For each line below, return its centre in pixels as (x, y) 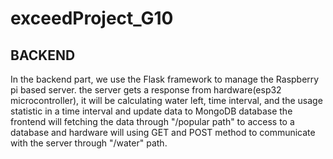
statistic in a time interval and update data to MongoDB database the (151, 111)
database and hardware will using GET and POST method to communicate (163, 132)
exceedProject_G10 (92, 18)
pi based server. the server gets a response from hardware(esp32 (146, 90)
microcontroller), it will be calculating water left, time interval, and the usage (166, 100)
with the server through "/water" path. (89, 143)
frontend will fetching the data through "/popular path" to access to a (152, 121)
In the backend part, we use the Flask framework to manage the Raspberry (165, 79)
